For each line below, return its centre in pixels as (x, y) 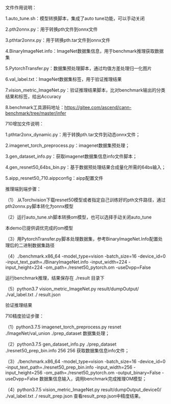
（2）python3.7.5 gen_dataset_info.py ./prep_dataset (61, 344)
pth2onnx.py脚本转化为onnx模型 (40, 206)
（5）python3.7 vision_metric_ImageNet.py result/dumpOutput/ (72, 289)
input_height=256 (24, 373)
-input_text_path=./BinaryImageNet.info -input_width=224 (66, 262)
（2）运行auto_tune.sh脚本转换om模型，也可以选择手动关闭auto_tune (79, 217)
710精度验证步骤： (25, 316)
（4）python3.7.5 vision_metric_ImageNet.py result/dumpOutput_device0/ (83, 390)
